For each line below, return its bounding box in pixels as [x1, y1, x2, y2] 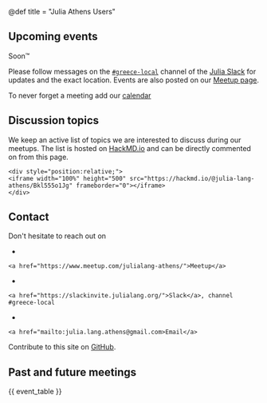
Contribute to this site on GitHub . [8, 342, 116, 352]
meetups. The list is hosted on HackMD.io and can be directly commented [8, 143, 251, 153]
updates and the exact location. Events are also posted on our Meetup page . [8, 75, 259, 85]
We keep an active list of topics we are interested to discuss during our [8, 135, 241, 145]
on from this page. [8, 152, 69, 162]
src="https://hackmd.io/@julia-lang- [129, 174, 255, 182]
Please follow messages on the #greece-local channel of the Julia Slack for [8, 66, 257, 76]
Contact [8, 210, 49, 224]
